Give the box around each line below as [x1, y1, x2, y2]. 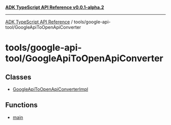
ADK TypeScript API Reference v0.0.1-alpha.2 [5, 5, 104, 10]
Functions [5, 101, 38, 109]
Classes [5, 73, 32, 81]
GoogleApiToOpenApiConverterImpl [12, 86, 89, 92]
